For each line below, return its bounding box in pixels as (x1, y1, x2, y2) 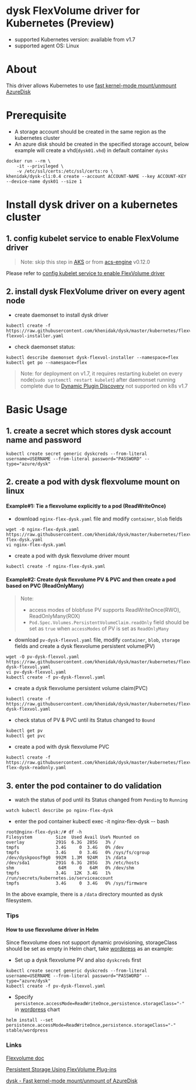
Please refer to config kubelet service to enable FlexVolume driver (6, 269, 165, 276)
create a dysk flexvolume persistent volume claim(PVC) (14, 685, 148, 692)
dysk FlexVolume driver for (6, 4, 140, 18)
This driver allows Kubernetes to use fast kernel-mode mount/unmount (6, 82, 177, 89)
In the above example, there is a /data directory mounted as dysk (6, 891, 163, 898)
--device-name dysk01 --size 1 (6, 179, 82, 184)
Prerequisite (6, 109, 67, 122)
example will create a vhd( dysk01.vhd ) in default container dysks (14, 146, 169, 153)
